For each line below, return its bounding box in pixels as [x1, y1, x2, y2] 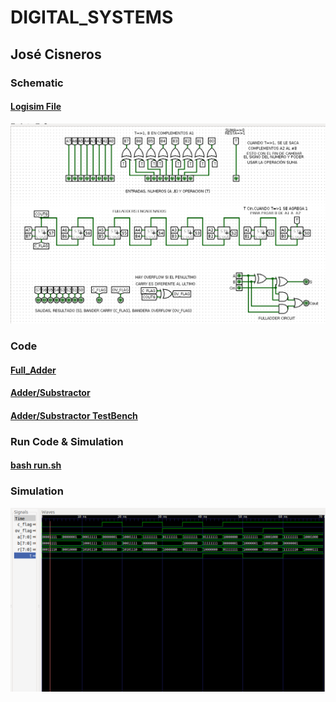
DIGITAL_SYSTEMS [10, 6, 174, 29]
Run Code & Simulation [10, 434, 124, 448]
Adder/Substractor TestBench [10, 409, 138, 421]
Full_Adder [10, 364, 57, 376]
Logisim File [10, 101, 62, 113]
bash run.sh [10, 459, 62, 471]
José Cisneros [10, 46, 102, 63]
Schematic [10, 76, 64, 90]
